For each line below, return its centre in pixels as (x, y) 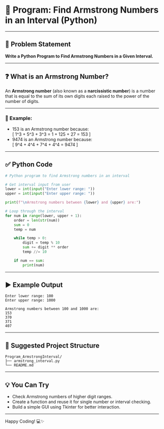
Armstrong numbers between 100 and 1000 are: (52, 309)
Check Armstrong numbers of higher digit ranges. (62, 397)
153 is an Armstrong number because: (51, 129)
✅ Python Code (29, 165)
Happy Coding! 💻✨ (25, 421)
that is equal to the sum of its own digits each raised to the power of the (77, 96)
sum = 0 (21, 225)
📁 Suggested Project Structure (52, 345)
